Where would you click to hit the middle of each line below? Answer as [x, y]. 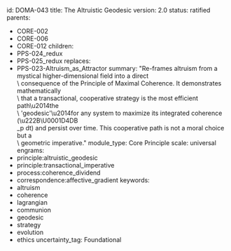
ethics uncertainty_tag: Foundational [69, 240]
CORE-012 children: [45, 46]
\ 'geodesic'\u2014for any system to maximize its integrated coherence [119, 113]
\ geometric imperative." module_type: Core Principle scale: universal [116, 143]
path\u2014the [37, 106]
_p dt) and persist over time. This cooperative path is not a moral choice [120, 128]
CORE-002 [32, 31]
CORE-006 [32, 39]
